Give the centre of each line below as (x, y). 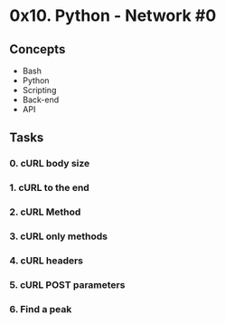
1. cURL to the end (50, 188)
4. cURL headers (47, 261)
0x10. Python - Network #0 (113, 16)
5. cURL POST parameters (67, 284)
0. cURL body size (50, 164)
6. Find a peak (41, 309)
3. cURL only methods (59, 236)
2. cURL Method (45, 212)
